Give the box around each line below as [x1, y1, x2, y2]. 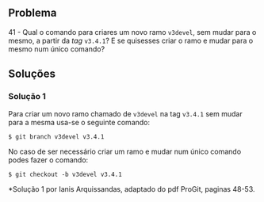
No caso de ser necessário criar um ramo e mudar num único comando [8, 147, 242, 156]
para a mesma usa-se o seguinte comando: [8, 117, 151, 127]
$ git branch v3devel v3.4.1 [8, 132, 105, 141]
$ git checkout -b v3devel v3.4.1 [8, 170, 123, 178]
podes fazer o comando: [8, 154, 89, 165]
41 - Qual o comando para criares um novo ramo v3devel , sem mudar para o [8, 27, 257, 36]
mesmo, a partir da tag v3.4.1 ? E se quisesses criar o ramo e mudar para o [8, 36, 254, 45]
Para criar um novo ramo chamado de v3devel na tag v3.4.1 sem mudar [8, 109, 243, 118]
